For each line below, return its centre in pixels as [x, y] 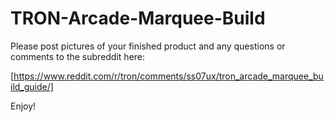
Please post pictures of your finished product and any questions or [148, 46]
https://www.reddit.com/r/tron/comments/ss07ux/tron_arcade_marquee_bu [168, 76]
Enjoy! [23, 106]
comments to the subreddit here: [78, 56]
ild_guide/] [32, 86]
